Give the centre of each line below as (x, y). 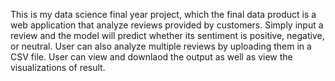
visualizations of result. (58, 67)
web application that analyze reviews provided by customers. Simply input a (167, 25)
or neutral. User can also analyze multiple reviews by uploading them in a (161, 46)
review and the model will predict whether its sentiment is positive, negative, (167, 35)
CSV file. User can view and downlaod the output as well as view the (151, 57)
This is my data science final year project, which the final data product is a (163, 14)
